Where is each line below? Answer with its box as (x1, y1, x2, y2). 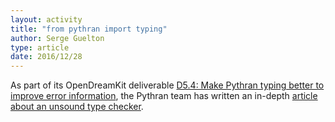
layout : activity (10, 14, 83, 25)
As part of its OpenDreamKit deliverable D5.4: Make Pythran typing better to (10, 79, 325, 91)
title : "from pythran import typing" (10, 24, 168, 34)
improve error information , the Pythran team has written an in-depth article (10, 90, 318, 102)
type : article (10, 42, 70, 53)
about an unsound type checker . (10, 101, 144, 113)
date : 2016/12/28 (10, 52, 83, 62)
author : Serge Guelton (10, 33, 105, 43)
